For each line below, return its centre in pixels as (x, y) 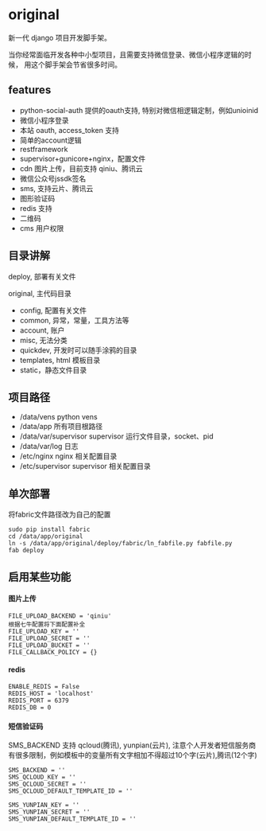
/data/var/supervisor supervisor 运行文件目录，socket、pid (117, 436)
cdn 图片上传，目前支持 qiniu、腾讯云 (81, 168)
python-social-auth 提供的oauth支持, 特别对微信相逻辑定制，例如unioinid (139, 110)
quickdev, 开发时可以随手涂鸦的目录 (78, 350)
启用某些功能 (40, 577)
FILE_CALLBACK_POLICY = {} (53, 652)
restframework (44, 149)
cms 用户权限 (42, 228)
